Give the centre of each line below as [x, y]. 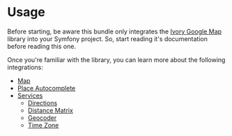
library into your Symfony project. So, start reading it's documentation [107, 38]
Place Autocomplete [46, 88]
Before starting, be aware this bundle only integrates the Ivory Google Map [114, 31]
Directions [42, 103]
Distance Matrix [50, 110]
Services [30, 96]
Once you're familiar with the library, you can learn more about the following [116, 59]
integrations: [25, 67]
